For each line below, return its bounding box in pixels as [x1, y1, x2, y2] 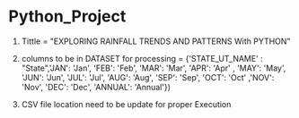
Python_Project [8, 6, 127, 27]
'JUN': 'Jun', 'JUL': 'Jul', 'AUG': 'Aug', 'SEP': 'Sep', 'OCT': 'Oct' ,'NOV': [21, 72, 275, 82]
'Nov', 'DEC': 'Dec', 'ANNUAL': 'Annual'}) [21, 81, 171, 92]
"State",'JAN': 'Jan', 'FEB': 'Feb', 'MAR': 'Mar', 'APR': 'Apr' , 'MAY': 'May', [21, 63, 286, 73]
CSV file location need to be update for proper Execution [21, 98, 232, 109]
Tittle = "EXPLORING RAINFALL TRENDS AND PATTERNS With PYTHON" [21, 36, 291, 46]
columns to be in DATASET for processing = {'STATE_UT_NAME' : [21, 53, 264, 63]
